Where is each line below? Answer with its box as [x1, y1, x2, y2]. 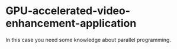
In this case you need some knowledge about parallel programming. [5, 36, 171, 43]
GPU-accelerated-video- [5, 4, 131, 18]
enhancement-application [5, 17, 137, 30]
